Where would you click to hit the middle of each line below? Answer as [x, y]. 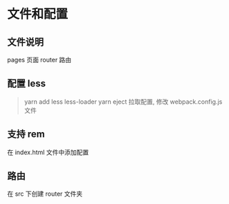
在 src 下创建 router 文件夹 [45, 194]
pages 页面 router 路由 [39, 60]
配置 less [27, 84]
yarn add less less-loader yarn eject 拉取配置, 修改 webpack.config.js [123, 102]
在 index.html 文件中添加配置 [48, 152]
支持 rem [26, 135]
